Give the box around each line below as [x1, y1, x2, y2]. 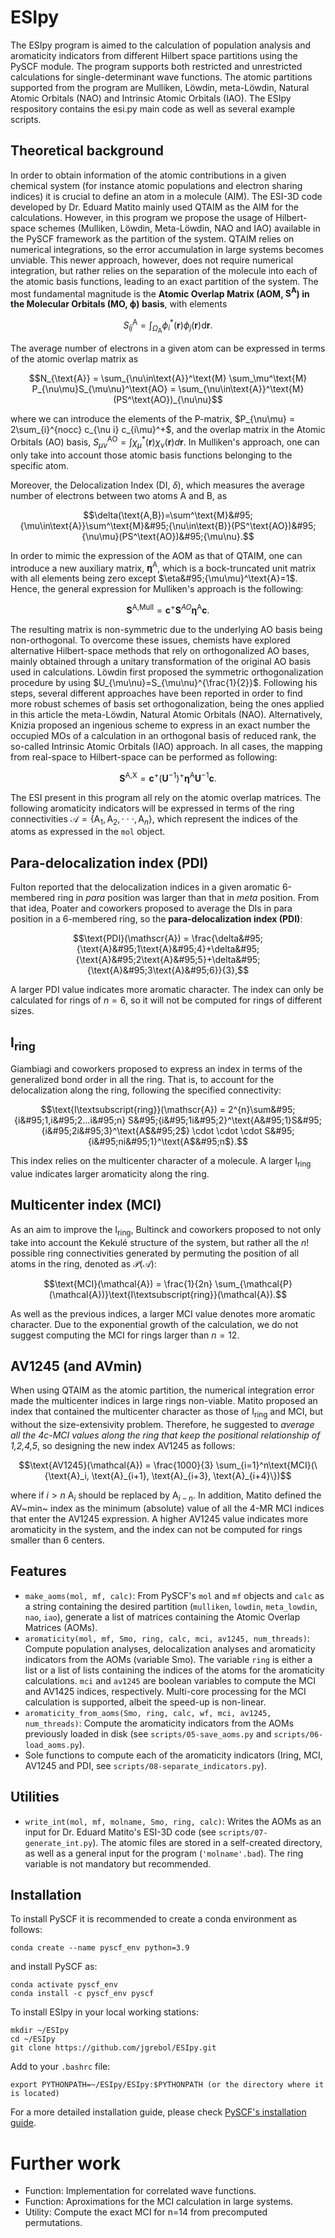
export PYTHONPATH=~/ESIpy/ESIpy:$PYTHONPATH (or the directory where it [10, 2080, 325, 2090]
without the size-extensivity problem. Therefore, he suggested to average [10, 1419, 315, 1431]
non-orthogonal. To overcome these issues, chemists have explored [10, 634, 291, 646]
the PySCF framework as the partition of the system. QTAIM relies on [10, 232, 295, 245]
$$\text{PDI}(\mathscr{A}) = [72, 932, 190, 945]
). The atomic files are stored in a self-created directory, [92, 1836, 323, 1848]
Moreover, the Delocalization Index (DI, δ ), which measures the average [10, 479, 305, 491]
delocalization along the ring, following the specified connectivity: [10, 1084, 282, 1096]
